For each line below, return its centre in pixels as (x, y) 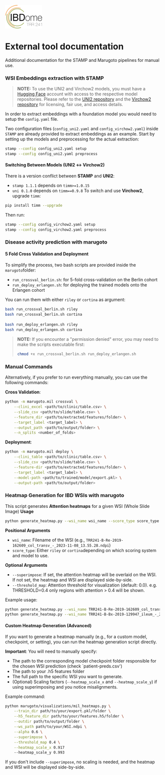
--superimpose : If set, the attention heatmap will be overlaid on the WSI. (84, 575)
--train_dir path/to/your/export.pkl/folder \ (62, 711)
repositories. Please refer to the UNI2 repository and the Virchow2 (84, 99)
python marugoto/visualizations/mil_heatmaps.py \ (58, 706)
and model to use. (30, 555)
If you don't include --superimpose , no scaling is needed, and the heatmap (80, 762)
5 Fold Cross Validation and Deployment (47, 254)
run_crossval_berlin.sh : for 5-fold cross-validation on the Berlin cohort (85, 279)
